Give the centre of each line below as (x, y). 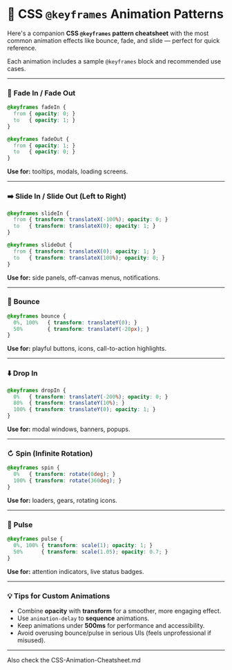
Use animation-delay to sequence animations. (83, 618)
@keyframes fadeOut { (38, 139)
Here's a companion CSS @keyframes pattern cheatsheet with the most (108, 33)
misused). (31, 640)
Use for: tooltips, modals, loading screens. (68, 171)
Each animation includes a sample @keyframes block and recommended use (114, 61)
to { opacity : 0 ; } (45, 152)
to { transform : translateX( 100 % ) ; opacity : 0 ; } (89, 258)
